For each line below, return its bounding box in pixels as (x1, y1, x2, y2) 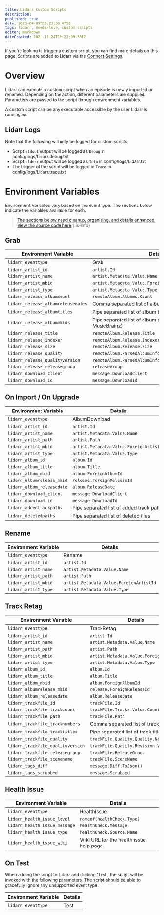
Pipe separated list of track (89, 728, 152, 735)
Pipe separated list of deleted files (72, 512, 150, 519)
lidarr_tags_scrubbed (7, 770, 58, 776)
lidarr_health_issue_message (7, 823, 75, 828)
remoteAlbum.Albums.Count (92, 294, 153, 299)
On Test (5, 859, 29, 868)
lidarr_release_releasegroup (7, 364, 75, 370)
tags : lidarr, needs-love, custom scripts (5, 25, 93, 30)
